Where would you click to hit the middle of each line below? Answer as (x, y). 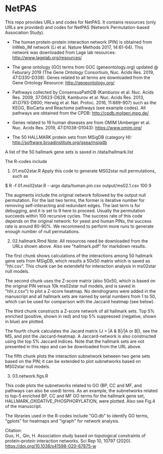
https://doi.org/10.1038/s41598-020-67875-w (51, 446)
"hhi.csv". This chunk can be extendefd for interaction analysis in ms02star (81, 266)
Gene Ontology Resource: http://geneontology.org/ (63, 83)
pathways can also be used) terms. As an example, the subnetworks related (81, 390)
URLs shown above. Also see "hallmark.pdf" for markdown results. (79, 246)
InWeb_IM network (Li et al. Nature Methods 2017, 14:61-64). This (78, 47)
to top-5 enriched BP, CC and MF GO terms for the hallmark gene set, (75, 396)
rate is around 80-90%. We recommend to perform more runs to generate (79, 226)
